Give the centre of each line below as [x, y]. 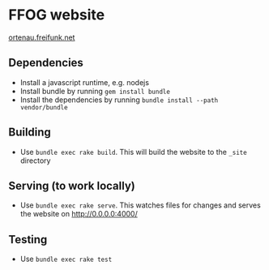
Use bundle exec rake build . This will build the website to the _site [133, 152]
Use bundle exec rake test [66, 259]
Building [30, 133]
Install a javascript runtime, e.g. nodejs [85, 82]
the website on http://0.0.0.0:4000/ [79, 214]
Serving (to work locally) [72, 185]
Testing [28, 240]
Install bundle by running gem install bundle [95, 91]
